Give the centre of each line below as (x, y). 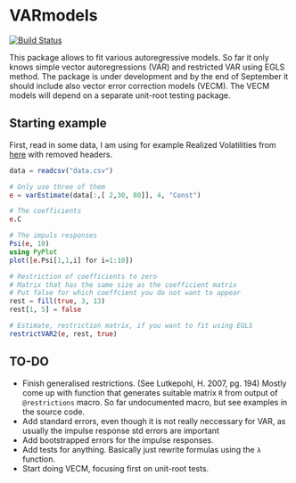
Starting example (58, 123)
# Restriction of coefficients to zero (83, 276)
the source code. (53, 412)
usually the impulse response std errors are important (121, 430)
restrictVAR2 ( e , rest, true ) (63, 334)
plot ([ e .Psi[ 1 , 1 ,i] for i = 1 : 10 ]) (71, 260)
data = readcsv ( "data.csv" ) (62, 170)
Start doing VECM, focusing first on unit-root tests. (115, 468)
